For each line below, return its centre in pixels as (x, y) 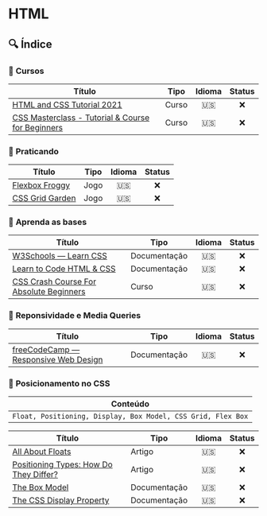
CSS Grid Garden (44, 198)
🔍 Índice (30, 44)
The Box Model (41, 487)
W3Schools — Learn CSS (60, 256)
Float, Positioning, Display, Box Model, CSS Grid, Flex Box (130, 417)
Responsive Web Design (58, 359)
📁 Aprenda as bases (48, 222)
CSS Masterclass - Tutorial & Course (81, 118)
